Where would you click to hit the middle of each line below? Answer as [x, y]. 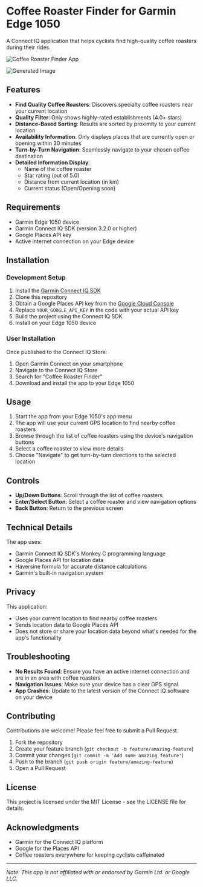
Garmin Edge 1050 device [47, 222]
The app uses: [24, 541]
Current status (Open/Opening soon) [70, 188]
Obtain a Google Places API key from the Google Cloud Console [94, 304]
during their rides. [29, 47]
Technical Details [40, 527]
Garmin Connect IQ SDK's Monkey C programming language [90, 554]
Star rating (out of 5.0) [52, 175]
